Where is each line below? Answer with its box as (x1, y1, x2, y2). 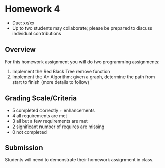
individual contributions (12, 30, 61, 36)
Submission (5, 143, 44, 152)
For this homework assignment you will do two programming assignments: (5, 59, 160, 65)
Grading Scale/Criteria (5, 94, 77, 103)
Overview (5, 45, 36, 54)
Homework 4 (5, 3, 60, 15)
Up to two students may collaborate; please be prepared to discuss (12, 25, 152, 31)
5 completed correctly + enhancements (12, 107, 95, 113)
